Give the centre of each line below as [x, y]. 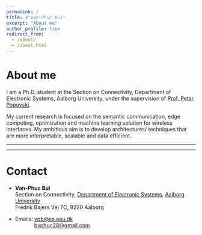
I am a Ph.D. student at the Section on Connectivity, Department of [89, 92]
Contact [27, 171]
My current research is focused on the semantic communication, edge [93, 116]
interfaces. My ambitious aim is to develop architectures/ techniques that [96, 129]
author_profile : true [33, 29]
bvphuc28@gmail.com [62, 225]
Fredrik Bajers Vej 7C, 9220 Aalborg [59, 207]
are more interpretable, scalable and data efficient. [69, 136]
